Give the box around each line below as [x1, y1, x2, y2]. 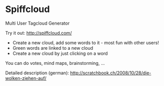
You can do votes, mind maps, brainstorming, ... [5, 60, 105, 66]
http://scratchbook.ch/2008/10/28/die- [70, 69, 152, 76]
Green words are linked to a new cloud [12, 45, 94, 51]
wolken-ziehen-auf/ [5, 75, 47, 81]
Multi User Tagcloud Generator [5, 20, 70, 26]
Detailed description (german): [5, 69, 69, 76]
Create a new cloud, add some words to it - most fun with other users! [12, 39, 159, 46]
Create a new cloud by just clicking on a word [12, 50, 108, 56]
